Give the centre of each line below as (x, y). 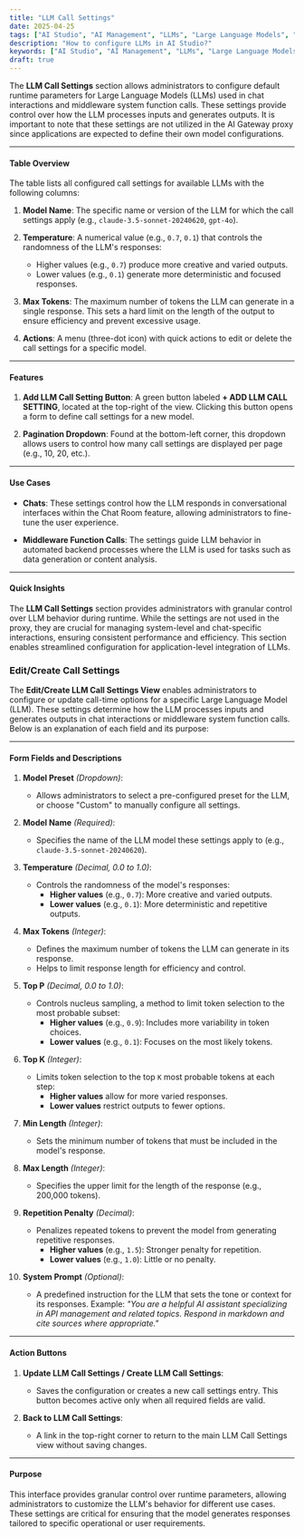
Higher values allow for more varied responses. (138, 1097)
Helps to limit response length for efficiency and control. (141, 968)
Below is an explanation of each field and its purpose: (109, 729)
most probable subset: (78, 1013)
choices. (66, 1032)
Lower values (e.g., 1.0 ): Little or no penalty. (133, 1260)
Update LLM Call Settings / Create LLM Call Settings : (123, 1373)
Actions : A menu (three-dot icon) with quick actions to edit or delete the (157, 338)
